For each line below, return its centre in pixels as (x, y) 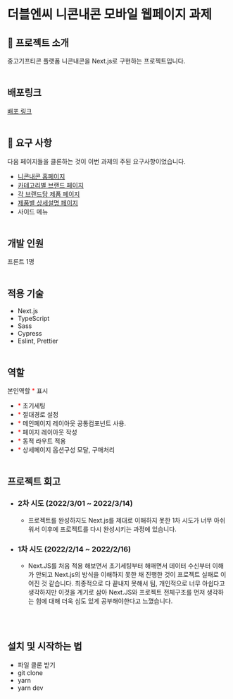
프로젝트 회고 (34, 481)
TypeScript (33, 319)
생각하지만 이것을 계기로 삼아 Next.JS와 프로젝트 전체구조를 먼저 (116, 592)
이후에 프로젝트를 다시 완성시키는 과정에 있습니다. (109, 529)
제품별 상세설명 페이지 (48, 202)
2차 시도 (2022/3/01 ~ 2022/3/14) (75, 504)
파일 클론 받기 (36, 664)
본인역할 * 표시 (28, 391)
